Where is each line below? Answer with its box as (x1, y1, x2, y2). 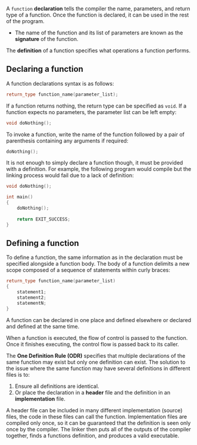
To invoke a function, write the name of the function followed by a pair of (6, 131, 185, 138)
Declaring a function (6, 64, 83, 74)
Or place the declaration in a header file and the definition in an (14, 389, 171, 396)
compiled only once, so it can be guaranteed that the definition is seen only (6, 419, 191, 427)
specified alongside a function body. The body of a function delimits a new (6, 260, 190, 267)
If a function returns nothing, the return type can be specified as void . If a (6, 102, 187, 109)
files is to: (6, 371, 30, 378)
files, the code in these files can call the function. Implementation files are (6, 413, 187, 420)
